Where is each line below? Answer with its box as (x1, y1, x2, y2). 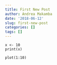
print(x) (5, 47, 23, 52)
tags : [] (5, 29, 23, 34)
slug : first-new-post (5, 20, 48, 26)
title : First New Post (5, 7, 50, 12)
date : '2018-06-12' (5, 16, 44, 21)
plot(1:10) (5, 55, 27, 60)
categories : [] (5, 25, 35, 30)
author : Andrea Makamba (5, 12, 53, 16)
